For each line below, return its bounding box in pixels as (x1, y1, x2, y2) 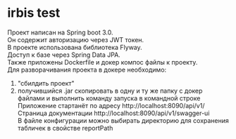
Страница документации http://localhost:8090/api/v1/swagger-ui (17, 109, 210, 117)
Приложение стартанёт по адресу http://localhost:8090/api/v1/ (17, 101, 205, 110)
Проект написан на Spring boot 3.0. (7, 28, 113, 37)
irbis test (7, 5, 61, 21)
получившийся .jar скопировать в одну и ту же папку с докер (17, 86, 203, 95)
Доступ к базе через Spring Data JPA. (7, 51, 121, 59)
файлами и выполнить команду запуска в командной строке (17, 93, 201, 102)
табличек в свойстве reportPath (17, 124, 113, 132)
